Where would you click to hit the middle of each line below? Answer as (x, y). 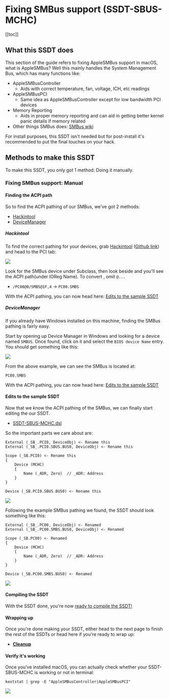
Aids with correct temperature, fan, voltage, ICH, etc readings (85, 89)
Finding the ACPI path (29, 195)
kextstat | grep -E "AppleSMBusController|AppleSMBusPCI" (68, 682)
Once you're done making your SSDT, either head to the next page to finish (84, 629)
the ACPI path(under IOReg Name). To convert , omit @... (65, 276)
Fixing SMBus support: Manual (44, 183)
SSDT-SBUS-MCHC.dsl (37, 423)
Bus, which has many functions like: (43, 73)
